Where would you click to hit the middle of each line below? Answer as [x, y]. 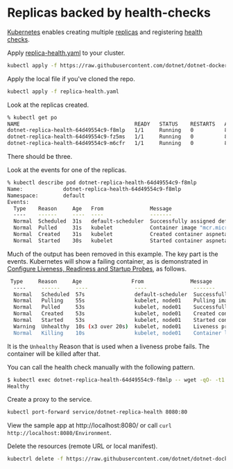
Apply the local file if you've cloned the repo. [71, 78]
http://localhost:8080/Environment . [60, 433]
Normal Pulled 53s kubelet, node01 [97, 307]
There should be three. [40, 157]
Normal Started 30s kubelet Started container [108, 241]
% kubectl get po [32, 117]
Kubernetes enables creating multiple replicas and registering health [105, 32]
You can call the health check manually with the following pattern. [101, 367]
